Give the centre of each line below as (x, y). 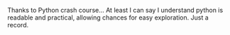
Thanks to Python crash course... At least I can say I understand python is (115, 10)
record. (18, 25)
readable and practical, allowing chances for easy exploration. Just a (108, 17)
